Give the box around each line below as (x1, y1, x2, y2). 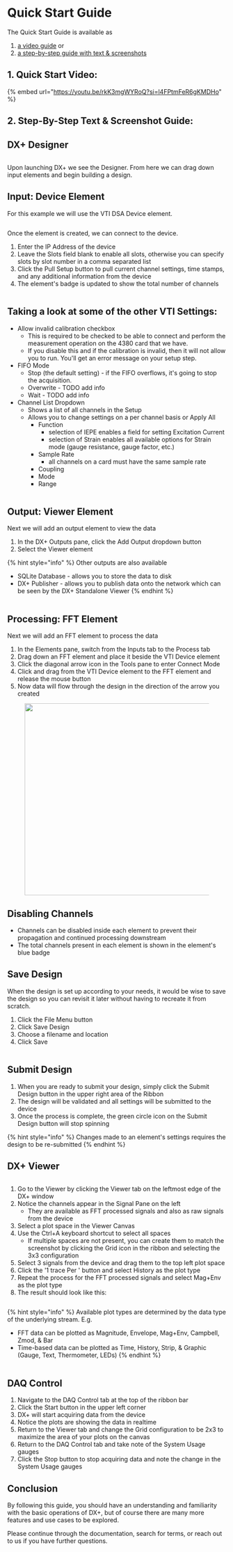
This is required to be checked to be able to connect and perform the (27, 331, 226, 340)
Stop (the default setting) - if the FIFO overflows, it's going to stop (27, 368, 217, 377)
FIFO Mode (17, 361, 50, 370)
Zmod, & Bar (17, 1336, 54, 1345)
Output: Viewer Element (7, 505, 113, 517)
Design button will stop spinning (17, 1119, 110, 1127)
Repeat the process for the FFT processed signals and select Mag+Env (17, 1273, 221, 1282)
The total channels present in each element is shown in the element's (17, 941, 216, 950)
